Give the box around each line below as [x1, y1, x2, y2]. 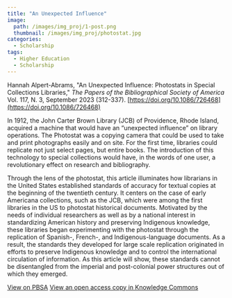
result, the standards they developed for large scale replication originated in [7, 240, 224, 248]
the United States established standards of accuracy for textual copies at [7, 181, 217, 189]
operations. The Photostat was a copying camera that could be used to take [7, 131, 224, 139]
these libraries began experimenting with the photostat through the [7, 225, 199, 234]
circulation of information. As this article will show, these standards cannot [7, 254, 220, 263]
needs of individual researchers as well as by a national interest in [7, 211, 196, 219]
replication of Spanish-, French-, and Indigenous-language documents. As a [7, 233, 226, 241]
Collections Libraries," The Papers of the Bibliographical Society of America [7, 88, 224, 96]
